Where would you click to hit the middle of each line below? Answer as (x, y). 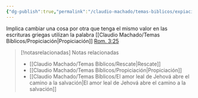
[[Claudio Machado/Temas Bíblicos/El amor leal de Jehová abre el (109, 76)
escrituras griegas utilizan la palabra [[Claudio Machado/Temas (83, 35)
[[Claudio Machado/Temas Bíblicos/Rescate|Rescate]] (95, 64)
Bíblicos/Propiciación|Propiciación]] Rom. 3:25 (62, 41)
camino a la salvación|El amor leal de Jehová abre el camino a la (108, 83)
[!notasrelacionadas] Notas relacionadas (70, 52)
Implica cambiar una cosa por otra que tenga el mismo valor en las (87, 28)
